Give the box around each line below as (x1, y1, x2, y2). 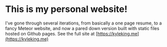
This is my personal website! (5, 3, 128, 15)
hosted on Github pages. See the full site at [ (5, 30, 98, 36)
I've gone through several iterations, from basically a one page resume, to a (5, 20, 162, 26)
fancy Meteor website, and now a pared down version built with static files (5, 25, 159, 31)
